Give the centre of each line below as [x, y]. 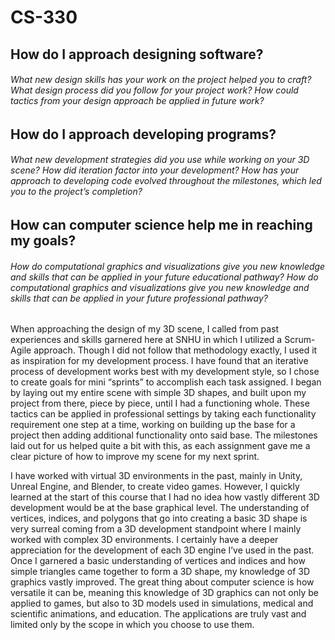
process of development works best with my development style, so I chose [165, 372]
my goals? [43, 240]
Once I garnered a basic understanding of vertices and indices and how [158, 561]
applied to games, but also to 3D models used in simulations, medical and [162, 603]
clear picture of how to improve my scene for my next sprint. [135, 457]
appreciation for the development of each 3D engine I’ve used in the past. [162, 550]
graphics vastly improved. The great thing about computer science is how [162, 582]
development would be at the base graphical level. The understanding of [160, 508]
